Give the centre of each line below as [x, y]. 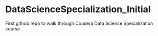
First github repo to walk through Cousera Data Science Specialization [79, 23]
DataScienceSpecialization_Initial [78, 9]
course [13, 28]
